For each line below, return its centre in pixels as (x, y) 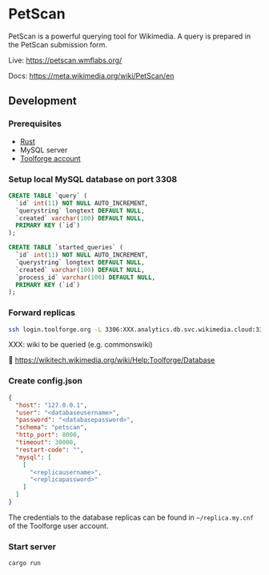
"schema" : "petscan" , (52, 427)
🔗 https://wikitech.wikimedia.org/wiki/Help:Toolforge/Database (112, 360)
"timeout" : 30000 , (46, 443)
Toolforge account (50, 158)
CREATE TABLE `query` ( (48, 196)
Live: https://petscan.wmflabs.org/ (65, 60)
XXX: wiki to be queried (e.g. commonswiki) (81, 345)
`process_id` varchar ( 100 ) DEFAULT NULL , (86, 277)
